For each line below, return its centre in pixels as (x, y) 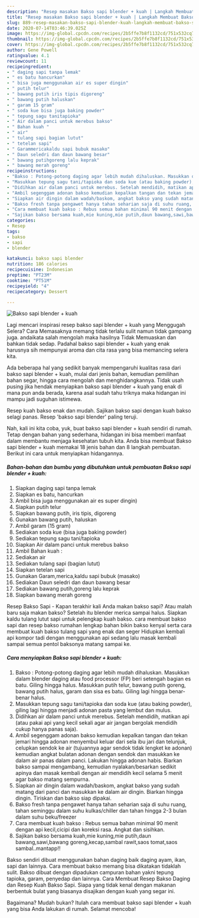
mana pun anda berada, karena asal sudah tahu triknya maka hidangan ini (97, 393)
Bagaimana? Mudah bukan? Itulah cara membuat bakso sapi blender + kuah (99, 903)
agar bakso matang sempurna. (53, 779)
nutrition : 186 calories (37, 264)
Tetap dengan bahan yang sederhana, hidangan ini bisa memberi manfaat (97, 434)
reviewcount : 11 (27, 61)
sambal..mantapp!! (38, 848)
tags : (13, 231)
